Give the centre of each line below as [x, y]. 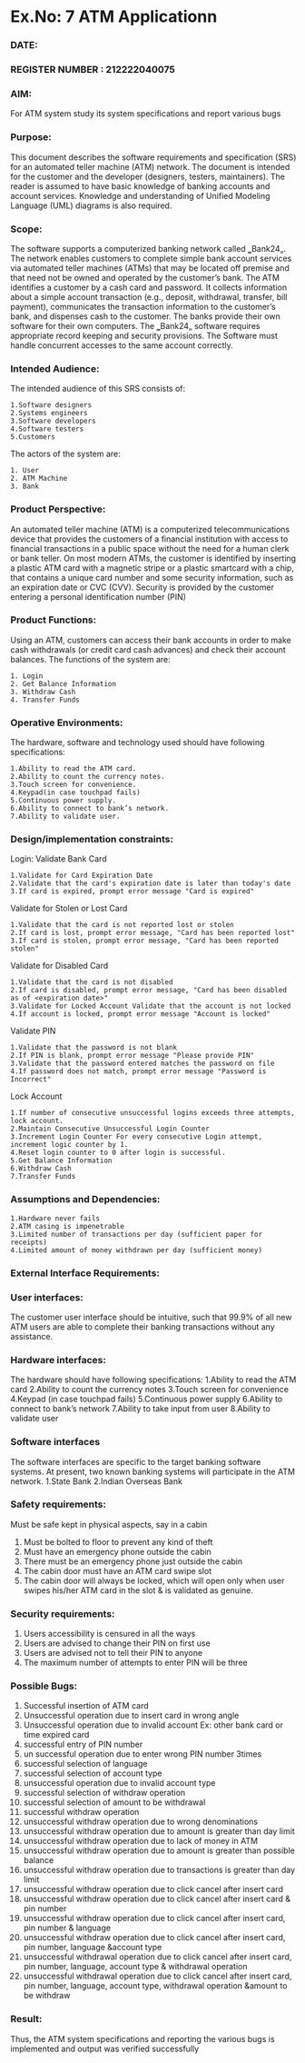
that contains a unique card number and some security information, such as [152, 577]
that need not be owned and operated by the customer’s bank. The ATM [145, 277]
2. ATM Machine [39, 479]
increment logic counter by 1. [69, 1145]
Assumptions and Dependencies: [85, 1200]
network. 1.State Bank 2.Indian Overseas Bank [96, 1481]
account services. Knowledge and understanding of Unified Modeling [140, 195]
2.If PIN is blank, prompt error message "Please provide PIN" [133, 1056]
